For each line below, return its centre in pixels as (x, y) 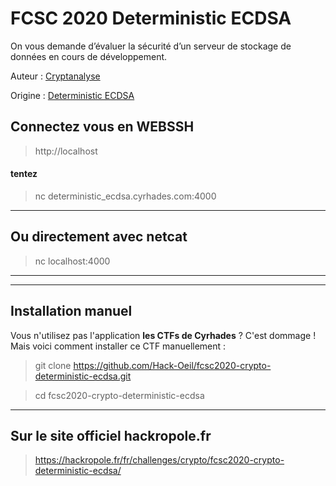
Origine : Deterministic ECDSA (72, 95)
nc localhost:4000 (72, 261)
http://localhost (66, 151)
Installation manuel (71, 311)
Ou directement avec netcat (99, 237)
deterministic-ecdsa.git (83, 376)
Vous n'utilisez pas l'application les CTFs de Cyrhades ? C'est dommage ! (163, 335)
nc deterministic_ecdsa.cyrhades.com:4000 (125, 196)
